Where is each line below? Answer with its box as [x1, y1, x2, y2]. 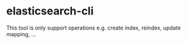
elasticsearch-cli [6, 4, 94, 18]
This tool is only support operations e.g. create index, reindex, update [6, 24, 181, 31]
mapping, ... [6, 30, 37, 37]
